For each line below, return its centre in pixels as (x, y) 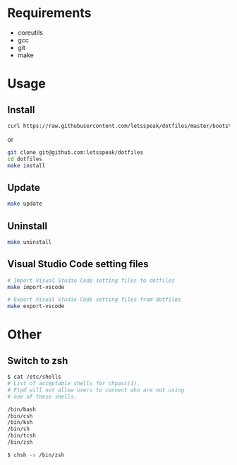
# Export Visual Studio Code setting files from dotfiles (94, 300)
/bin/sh (19, 429)
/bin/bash (22, 409)
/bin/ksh (20, 423)
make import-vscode (36, 287)
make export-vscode (36, 306)
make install (26, 165)
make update (25, 204)
